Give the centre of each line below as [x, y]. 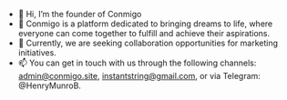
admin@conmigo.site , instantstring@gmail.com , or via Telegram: [139, 76]
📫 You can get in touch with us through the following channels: [137, 63]
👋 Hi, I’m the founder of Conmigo [80, 14]
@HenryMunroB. [50, 85]
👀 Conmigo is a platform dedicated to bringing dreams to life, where [145, 24]
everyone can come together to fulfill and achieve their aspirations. [144, 33]
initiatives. [37, 53]
